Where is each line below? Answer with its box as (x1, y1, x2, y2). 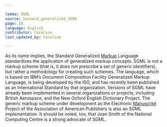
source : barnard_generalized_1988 (5, 16, 77, 21)
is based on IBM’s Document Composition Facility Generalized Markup (5, 74, 150, 80)
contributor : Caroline (5, 30, 52, 35)
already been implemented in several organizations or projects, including (5, 90, 155, 96)
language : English (5, 25, 43, 30)
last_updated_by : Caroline (5, 35, 61, 40)
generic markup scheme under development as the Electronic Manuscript (5, 101, 157, 106)
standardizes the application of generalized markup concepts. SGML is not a (5, 58, 163, 64)
